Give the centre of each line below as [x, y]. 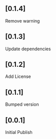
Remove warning [22, 21]
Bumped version [22, 104]
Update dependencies [28, 49]
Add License [18, 77]
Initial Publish [19, 132]
